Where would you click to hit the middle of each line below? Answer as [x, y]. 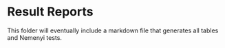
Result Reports [50, 12]
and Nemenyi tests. [34, 37]
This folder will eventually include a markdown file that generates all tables [113, 30]
